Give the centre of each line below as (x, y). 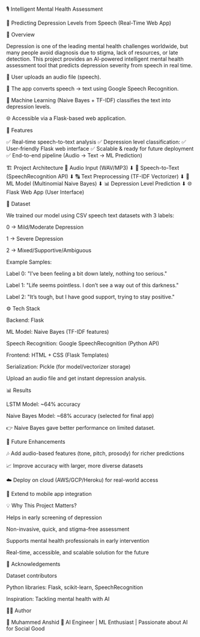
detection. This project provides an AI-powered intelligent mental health (95, 59)
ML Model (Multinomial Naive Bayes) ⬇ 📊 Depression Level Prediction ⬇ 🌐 (99, 183)
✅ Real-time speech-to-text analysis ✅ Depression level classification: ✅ (96, 142)
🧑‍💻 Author (19, 611)
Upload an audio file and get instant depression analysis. (76, 378)
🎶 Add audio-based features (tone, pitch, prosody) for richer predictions (95, 453)
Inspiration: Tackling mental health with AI (58, 599)
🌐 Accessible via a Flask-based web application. (66, 118)
